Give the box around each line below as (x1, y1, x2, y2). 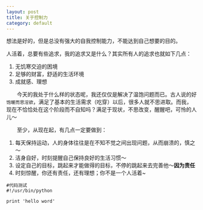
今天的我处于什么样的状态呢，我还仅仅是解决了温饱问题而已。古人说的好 (16, 91, 197, 98)
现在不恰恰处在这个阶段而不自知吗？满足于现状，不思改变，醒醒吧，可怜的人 (6, 106, 197, 113)
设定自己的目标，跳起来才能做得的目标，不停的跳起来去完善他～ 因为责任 (14, 162, 195, 169)
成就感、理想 (14, 78, 47, 85)
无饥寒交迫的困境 (14, 63, 58, 70)
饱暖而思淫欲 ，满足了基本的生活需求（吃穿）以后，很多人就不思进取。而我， (6, 98, 192, 106)
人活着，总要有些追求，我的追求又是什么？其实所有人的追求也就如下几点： (6, 50, 192, 57)
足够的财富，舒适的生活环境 (14, 71, 85, 78)
